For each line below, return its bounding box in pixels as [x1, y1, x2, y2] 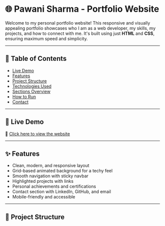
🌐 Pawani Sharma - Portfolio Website [5, 3, 160, 15]
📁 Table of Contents [5, 55, 67, 63]
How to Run [12, 93, 36, 99]
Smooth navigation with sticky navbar [12, 173, 89, 179]
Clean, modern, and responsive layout [12, 163, 89, 169]
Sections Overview [12, 88, 51, 94]
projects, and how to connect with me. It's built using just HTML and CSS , [5, 30, 155, 36]
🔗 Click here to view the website [5, 131, 70, 137]
